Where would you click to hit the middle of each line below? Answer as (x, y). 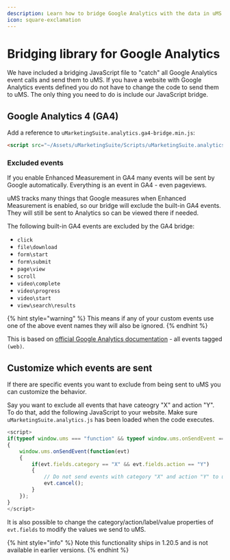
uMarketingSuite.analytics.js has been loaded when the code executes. (111, 420)
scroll (26, 277)
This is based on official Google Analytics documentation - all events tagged (115, 339)
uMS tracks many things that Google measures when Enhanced (97, 198)
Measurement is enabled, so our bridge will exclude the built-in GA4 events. (114, 206)
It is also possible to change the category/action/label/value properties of (111, 522)
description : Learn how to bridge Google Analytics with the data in (108, 13)
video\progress (39, 291)
